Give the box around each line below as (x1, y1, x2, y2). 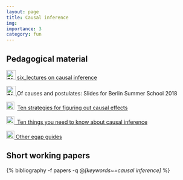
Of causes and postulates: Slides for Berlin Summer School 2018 (17, 89, 178, 97)
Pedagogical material (6, 54, 88, 64)
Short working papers (6, 150, 91, 161)
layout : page (6, 8, 39, 15)
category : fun (6, 31, 42, 37)
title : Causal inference (6, 14, 69, 21)
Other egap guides (15, 133, 62, 140)
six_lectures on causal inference (17, 74, 98, 81)
